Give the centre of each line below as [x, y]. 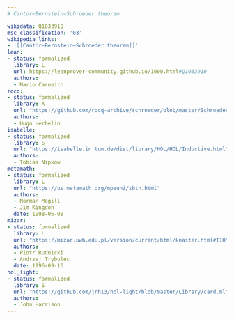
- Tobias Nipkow [37, 162]
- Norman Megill [37, 201]
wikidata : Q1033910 [36, 26]
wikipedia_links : [32, 39]
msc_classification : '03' [45, 33]
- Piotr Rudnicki [39, 253]
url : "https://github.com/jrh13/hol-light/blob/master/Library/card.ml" [121, 292]
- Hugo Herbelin [37, 123]
